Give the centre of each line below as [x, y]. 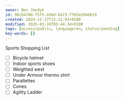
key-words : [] [20, 34]
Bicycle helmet [28, 58]
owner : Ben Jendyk [25, 10]
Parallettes [24, 81]
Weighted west [28, 70]
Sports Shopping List [27, 48]
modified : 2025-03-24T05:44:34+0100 [44, 24]
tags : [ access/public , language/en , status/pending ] [63, 29]
